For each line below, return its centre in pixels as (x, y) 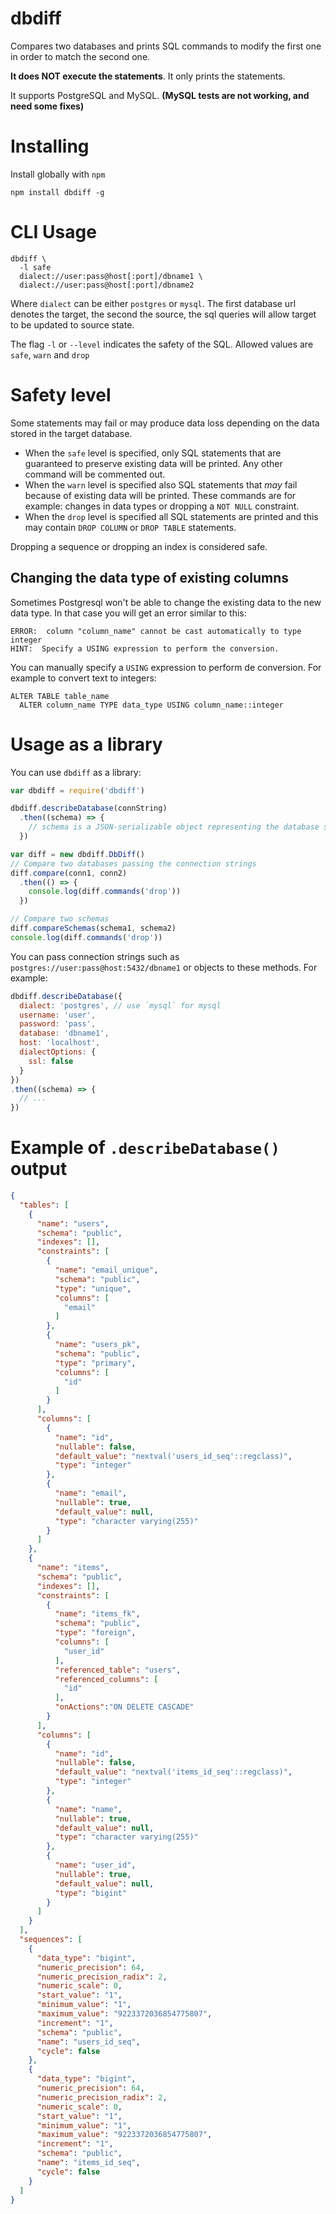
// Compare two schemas (60, 919)
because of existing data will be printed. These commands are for (160, 495)
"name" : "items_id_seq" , (88, 2163)
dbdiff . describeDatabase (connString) (89, 808)
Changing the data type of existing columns (149, 578)
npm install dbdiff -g (57, 192)
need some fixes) (47, 106)
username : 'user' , (58, 1015)
